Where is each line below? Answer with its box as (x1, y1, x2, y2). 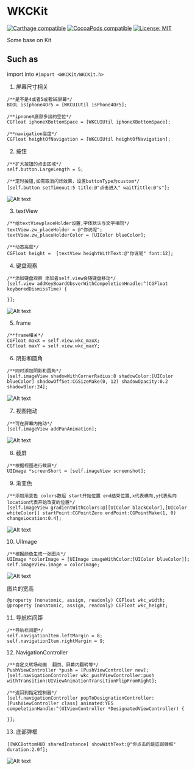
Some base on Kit (7, 36, 51, 43)
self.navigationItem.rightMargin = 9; (7, 638, 105, 644)
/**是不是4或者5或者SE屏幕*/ (7, 96, 73, 102)
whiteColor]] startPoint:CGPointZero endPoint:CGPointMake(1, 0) (7, 509, 176, 516)
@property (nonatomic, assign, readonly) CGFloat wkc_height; (7, 602, 168, 609)
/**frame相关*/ (7, 332, 44, 338)
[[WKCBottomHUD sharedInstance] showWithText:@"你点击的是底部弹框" (7, 741, 176, 747)
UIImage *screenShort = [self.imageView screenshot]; (7, 468, 147, 474)
